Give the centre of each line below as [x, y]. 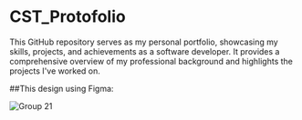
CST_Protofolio [68, 17]
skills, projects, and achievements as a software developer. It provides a [145, 51]
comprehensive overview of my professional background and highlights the [151, 61]
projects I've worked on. [55, 71]
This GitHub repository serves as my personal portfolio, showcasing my [144, 42]
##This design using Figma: [62, 88]
